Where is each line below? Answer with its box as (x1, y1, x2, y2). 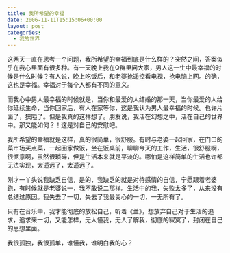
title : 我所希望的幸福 (7, 10, 65, 17)
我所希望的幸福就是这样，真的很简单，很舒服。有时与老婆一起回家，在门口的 (7, 135, 223, 144)
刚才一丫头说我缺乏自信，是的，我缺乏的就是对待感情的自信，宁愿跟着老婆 (7, 176, 217, 184)
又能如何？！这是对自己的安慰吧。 (25, 121, 121, 129)
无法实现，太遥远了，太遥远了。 (7, 161, 97, 170)
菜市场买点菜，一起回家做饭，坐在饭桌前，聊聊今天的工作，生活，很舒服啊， (7, 144, 223, 152)
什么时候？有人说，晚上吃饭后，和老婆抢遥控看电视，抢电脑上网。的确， (18, 72, 223, 81)
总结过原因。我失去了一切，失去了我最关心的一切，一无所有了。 (7, 193, 187, 201)
